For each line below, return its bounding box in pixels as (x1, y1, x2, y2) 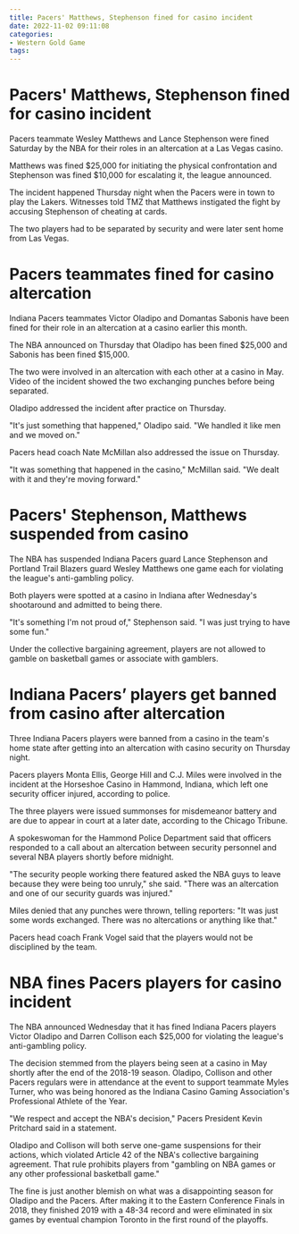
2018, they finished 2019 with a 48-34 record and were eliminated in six (9, 1204, 273, 1215)
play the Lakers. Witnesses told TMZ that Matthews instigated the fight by (9, 197, 281, 207)
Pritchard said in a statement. (9, 1122, 118, 1133)
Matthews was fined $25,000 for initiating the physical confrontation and (9, 160, 278, 171)
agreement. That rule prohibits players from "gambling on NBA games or (9, 1159, 276, 1170)
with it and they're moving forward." (9, 474, 141, 484)
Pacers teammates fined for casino (9, 265, 275, 284)
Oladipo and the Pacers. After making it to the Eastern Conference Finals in (9, 1195, 286, 1205)
